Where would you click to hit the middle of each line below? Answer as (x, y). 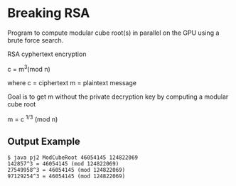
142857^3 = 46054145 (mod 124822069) (63, 164)
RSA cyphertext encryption (47, 54)
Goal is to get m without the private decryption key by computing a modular (118, 97)
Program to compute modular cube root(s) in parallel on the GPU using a (113, 33)
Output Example (44, 141)
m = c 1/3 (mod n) (33, 119)
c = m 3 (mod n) (29, 68)
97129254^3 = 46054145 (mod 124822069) (66, 176)
